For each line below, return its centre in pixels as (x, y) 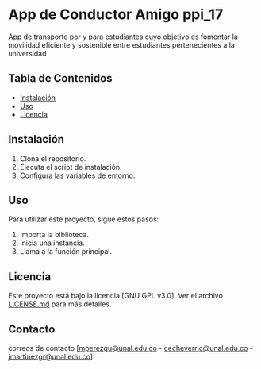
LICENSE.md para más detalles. (60, 304)
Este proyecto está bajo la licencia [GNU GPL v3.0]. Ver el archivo (116, 296)
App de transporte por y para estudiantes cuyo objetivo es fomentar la (123, 37)
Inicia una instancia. (52, 243)
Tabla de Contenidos (60, 78)
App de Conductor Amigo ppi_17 (116, 15)
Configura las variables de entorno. (77, 175)
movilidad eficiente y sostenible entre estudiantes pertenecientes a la (122, 44)
